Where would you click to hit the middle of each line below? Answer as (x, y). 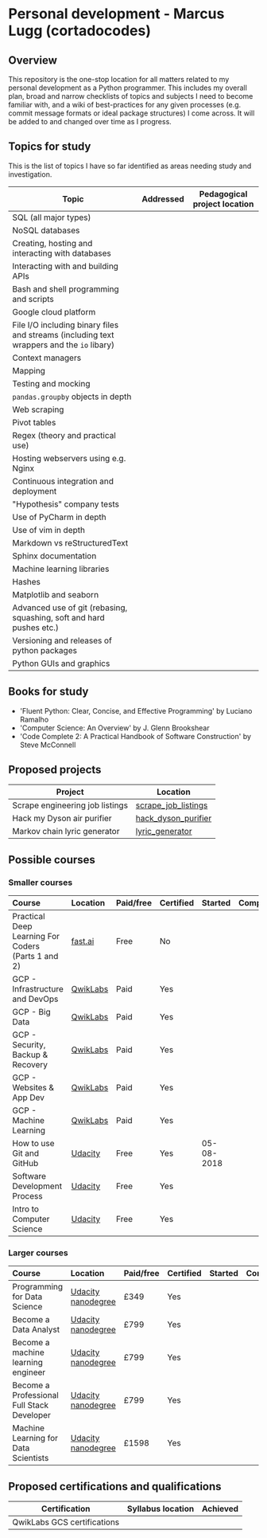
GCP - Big (31, 1012)
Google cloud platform (54, 311)
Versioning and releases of (62, 640)
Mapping (29, 370)
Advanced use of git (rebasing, (70, 608)
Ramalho (34, 719)
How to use (33, 1144)
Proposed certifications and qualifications (115, 1486)
